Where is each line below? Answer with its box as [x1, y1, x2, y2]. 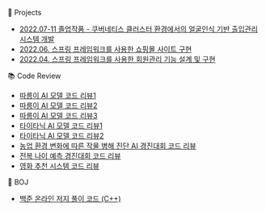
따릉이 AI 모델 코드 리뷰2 [19, 101, 98, 110]
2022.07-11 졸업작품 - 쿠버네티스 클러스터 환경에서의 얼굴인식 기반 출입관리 [19, 24, 258, 34]
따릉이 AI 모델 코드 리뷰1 [19, 91, 96, 100]
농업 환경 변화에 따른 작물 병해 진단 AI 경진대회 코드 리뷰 [19, 141, 196, 151]
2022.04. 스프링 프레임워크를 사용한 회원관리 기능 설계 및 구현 [19, 55, 216, 64]
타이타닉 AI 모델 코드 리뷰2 [19, 131, 104, 140]
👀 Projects [7, 8, 42, 17]
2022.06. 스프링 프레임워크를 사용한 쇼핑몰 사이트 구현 [19, 44, 192, 54]
